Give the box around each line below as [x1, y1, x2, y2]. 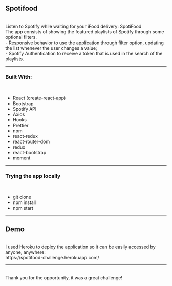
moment [12, 155, 31, 161]
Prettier [12, 122, 29, 129]
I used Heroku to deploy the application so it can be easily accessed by [5, 243, 156, 250]
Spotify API [12, 106, 37, 112]
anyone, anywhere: [5, 249, 46, 255]
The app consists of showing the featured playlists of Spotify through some [5, 28, 164, 35]
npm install [12, 199, 36, 206]
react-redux [12, 133, 38, 139]
